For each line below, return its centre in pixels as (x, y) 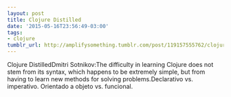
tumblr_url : (24, 45)
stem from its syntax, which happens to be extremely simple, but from (106, 72)
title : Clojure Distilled (44, 20)
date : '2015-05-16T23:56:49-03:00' (58, 26)
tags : (15, 32)
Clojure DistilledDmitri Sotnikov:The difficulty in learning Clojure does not (110, 65)
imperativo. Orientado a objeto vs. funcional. (70, 86)
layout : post (26, 13)
